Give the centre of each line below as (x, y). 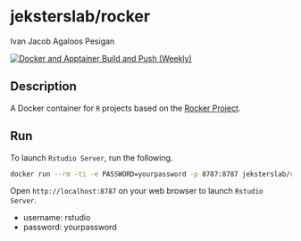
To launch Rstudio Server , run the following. (92, 157)
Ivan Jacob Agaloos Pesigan (63, 41)
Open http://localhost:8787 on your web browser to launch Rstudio (137, 191)
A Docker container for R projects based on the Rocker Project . (125, 108)
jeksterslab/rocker (80, 17)
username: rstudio (57, 218)
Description (43, 87)
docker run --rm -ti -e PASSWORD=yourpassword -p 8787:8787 (125, 174)
